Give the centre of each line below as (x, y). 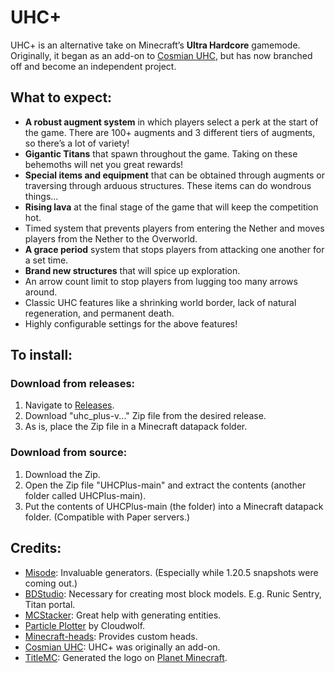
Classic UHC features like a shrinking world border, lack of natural (160, 302)
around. (41, 292)
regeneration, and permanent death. (99, 313)
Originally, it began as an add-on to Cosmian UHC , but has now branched (161, 55)
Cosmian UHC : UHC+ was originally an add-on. (122, 647)
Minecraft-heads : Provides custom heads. (111, 636)
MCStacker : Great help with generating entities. (123, 615)
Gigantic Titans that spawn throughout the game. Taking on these (161, 153)
